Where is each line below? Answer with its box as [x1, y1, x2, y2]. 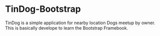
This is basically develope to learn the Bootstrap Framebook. [5, 25, 128, 31]
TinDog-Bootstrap [5, 3, 81, 15]
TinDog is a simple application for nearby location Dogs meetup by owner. [5, 20, 156, 26]
